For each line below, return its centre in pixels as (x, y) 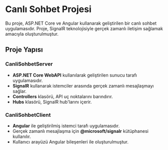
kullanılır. (22, 136)
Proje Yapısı (24, 50)
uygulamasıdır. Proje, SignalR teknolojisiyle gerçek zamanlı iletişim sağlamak (84, 28)
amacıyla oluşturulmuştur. (32, 34)
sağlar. (19, 91)
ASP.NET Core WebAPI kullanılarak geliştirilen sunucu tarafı (75, 75)
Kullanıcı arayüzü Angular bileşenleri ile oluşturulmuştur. (70, 141)
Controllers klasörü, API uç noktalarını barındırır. (63, 96)
